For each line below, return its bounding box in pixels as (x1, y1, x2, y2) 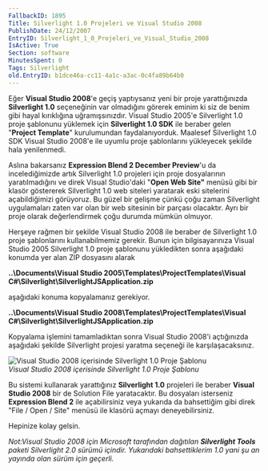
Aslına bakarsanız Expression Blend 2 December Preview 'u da (8, 160, 217, 169)
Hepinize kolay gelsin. (8, 420, 81, 430)
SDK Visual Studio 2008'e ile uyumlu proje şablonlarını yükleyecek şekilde (8, 136, 253, 145)
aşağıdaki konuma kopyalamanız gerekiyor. (8, 292, 150, 302)
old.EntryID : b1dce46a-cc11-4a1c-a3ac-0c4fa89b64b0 (8, 71, 184, 79)
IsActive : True (8, 42, 59, 50)
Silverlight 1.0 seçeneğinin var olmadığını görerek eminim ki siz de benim (8, 102, 250, 112)
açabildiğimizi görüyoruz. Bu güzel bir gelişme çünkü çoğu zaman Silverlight (8, 194, 260, 204)
